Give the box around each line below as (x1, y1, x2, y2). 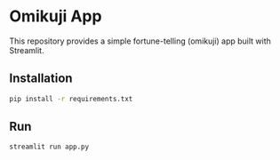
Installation (9, 71, 73, 86)
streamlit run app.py (9, 142, 90, 152)
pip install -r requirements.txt (9, 94, 133, 103)
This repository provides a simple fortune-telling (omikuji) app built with (9, 36, 271, 46)
